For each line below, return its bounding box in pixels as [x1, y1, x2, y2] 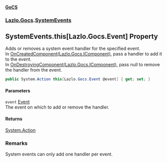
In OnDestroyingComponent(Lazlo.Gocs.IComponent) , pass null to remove [5, 62, 160, 68]
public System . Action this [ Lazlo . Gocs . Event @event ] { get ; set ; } [5, 77, 151, 82]
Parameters [5, 87, 30, 93]
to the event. [5, 56, 32, 63]
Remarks [5, 139, 28, 146]
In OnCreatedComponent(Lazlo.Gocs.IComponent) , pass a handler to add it [5, 51, 162, 57]
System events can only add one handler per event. [5, 151, 113, 157]
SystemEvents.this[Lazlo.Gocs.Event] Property [5, 32, 158, 40]
